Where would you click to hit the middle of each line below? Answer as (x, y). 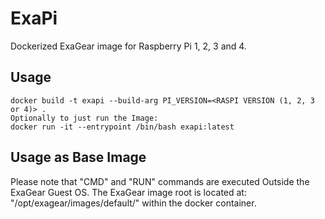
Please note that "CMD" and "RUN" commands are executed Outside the (160, 181)
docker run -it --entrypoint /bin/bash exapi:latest (122, 127)
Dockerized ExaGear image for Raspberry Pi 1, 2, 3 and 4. (128, 46)
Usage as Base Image (78, 157)
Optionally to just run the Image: (84, 118)
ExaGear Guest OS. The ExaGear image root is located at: (128, 192)
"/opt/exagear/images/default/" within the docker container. (133, 203)
